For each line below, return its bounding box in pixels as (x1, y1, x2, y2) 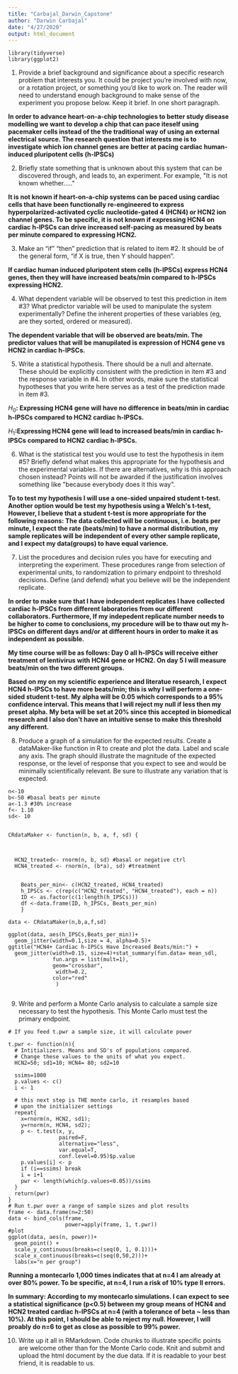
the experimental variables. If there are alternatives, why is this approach (18, 465, 232, 473)
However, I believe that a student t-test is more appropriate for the (8, 509, 207, 517)
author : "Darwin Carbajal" (8, 17, 88, 24)
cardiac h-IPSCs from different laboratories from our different (8, 604, 193, 613)
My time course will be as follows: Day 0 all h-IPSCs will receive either (8, 648, 218, 657)
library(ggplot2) (8, 56, 59, 63)
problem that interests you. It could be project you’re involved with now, (18, 76, 227, 85)
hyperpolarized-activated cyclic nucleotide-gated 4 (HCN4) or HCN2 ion (8, 208, 227, 217)
